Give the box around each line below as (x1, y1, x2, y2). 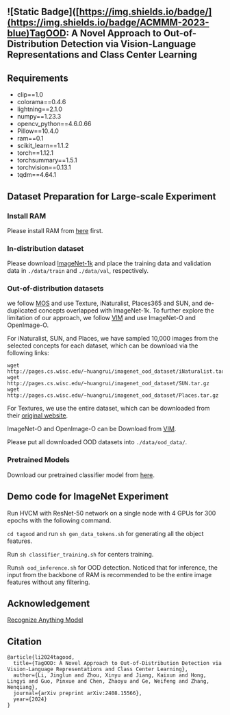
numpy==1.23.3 (16, 112, 62, 121)
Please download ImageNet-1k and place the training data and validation (7, 259, 212, 267)
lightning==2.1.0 (16, 105, 63, 113)
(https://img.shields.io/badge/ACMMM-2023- (7, 17, 210, 29)
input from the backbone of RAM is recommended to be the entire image (7, 570, 212, 579)
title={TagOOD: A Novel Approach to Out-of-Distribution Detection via (13, 660, 222, 667)
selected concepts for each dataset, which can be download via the (7, 341, 199, 350)
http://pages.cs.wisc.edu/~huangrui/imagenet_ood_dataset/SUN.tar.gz (7, 380, 210, 387)
